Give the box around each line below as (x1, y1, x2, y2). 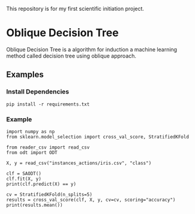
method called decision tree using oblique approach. (6, 52, 137, 59)
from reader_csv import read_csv (6, 144, 90, 150)
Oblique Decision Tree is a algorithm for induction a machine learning (6, 46, 178, 53)
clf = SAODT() (6, 170, 42, 176)
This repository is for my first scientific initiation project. (6, 5, 145, 12)
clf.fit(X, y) (6, 176, 42, 182)
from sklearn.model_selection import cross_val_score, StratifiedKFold (6, 134, 189, 140)
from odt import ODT (6, 149, 58, 155)
